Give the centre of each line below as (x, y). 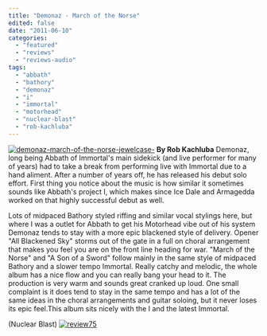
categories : (28, 38)
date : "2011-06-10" (41, 30)
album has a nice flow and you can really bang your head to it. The (117, 275)
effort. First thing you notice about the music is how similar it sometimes (126, 183)
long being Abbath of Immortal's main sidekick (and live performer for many (132, 158)
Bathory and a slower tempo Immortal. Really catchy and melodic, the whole (133, 266)
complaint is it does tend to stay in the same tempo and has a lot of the (124, 291)
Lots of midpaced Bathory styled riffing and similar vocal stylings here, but (130, 215)
